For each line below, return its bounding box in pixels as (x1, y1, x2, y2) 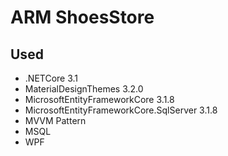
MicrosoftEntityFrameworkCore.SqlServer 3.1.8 (24, 104, 218, 116)
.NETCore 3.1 (24, 72, 79, 84)
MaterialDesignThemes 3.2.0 (24, 83, 144, 95)
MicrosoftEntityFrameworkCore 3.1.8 (24, 94, 175, 105)
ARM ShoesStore (10, 6, 155, 29)
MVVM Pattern (24, 115, 87, 126)
